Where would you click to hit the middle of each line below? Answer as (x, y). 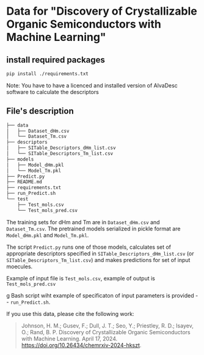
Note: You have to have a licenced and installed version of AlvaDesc (92, 85)
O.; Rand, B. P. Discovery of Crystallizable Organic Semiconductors (106, 332)
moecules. (20, 266)
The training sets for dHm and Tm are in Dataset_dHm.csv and (83, 222)
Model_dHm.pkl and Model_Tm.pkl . (48, 235)
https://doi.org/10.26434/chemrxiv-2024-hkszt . (81, 345)
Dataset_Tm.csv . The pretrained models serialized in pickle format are (93, 229)
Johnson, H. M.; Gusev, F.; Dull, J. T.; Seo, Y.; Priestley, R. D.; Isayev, (107, 326)
